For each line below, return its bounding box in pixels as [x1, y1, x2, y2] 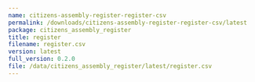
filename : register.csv [8, 41, 86, 48]
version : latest [8, 48, 61, 55]
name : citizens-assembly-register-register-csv [8, 11, 167, 20]
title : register [8, 33, 61, 41]
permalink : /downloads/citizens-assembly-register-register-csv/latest [8, 19, 247, 27]
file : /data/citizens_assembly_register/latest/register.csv [8, 62, 213, 70]
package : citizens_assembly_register [8, 26, 132, 34]
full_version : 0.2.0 [8, 55, 76, 63]
